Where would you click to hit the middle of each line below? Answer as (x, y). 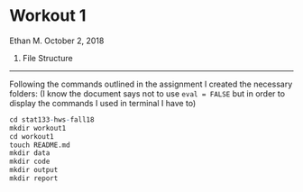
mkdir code (30, 162)
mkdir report (34, 178)
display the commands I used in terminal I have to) (103, 103)
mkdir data (30, 153)
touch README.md (40, 145)
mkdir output (34, 170)
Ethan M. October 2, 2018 (57, 41)
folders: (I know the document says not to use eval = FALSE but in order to (147, 93)
